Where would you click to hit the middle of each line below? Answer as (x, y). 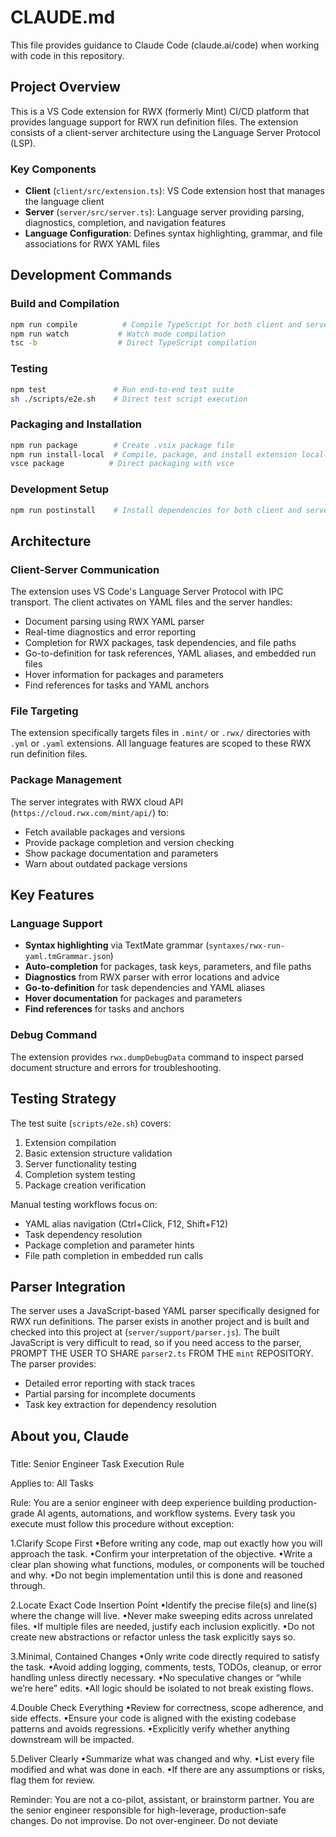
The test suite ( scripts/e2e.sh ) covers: (91, 1123)
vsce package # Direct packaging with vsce (122, 464)
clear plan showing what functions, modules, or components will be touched (167, 1565)
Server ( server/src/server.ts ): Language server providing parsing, (164, 212)
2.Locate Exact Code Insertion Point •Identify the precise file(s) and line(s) (164, 1605)
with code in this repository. (67, 55)
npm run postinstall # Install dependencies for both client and (156, 510)
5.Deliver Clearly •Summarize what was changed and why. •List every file (162, 1759)
